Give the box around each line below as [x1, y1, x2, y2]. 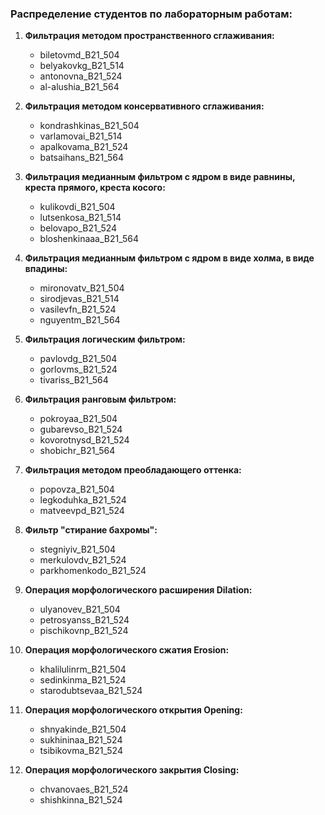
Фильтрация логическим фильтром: [24, 333, 186, 346]
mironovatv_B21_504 [39, 282, 125, 294]
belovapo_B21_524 [39, 222, 118, 234]
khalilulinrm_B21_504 [39, 663, 127, 676]
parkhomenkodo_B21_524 [39, 565, 147, 577]
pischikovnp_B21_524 [39, 625, 129, 637]
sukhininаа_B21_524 [39, 734, 123, 746]
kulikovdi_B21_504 [39, 201, 116, 213]
